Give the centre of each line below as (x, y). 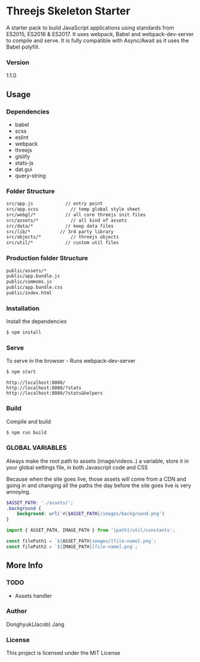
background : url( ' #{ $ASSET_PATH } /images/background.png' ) (91, 514)
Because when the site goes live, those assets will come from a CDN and (96, 479)
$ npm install (24, 333)
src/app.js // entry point (54, 204)
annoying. (19, 491)
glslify (22, 156)
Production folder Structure (47, 258)
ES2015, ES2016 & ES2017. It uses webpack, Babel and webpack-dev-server (100, 34)
